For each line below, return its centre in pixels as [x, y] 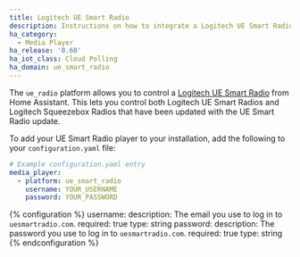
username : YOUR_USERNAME [71, 189]
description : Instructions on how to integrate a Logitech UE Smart [139, 26]
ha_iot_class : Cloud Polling [63, 59]
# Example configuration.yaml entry [77, 164]
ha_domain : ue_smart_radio [59, 68]
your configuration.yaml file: [62, 147]
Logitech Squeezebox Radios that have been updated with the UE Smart [142, 112]
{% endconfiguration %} [54, 243]
